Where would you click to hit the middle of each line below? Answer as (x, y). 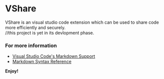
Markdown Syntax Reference (42, 62)
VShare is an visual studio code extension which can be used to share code (82, 22)
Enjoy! (12, 71)
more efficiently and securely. (35, 27)
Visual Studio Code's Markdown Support (54, 56)
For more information (31, 45)
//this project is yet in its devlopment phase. (50, 33)
